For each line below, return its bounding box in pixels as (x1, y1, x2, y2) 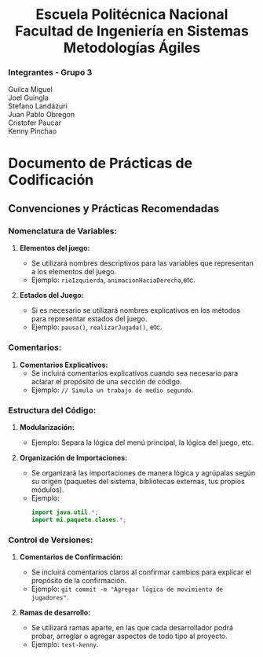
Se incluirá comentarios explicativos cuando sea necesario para (31, 368, 239, 378)
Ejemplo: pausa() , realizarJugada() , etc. (31, 322, 163, 332)
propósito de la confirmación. (31, 576, 127, 585)
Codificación (8, 171, 94, 189)
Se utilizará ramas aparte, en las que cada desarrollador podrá (31, 623, 234, 632)
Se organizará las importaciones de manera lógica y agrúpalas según (31, 468, 256, 477)
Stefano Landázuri (8, 101, 68, 111)
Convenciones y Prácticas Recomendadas (8, 202, 220, 215)
